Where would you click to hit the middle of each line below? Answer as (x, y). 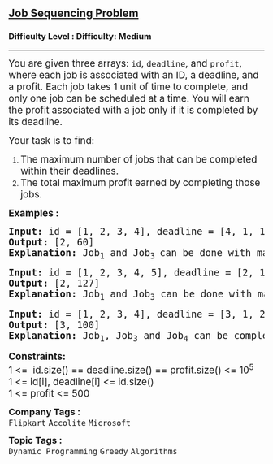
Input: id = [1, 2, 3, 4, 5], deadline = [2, (131, 273)
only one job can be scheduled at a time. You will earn (129, 98)
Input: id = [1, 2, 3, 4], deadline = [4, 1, (131, 231)
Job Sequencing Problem (74, 13)
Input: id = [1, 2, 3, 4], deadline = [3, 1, (131, 314)
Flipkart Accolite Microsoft (70, 424)
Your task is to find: (52, 141)
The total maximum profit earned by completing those (140, 183)
